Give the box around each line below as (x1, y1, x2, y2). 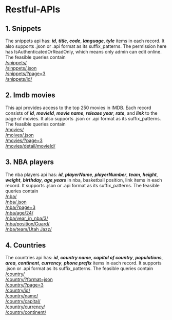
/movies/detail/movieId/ (5, 143, 55, 149)
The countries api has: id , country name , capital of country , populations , (5, 255, 163, 261)
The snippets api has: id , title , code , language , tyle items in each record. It (5, 38, 165, 44)
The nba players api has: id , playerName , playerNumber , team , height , (5, 171, 158, 177)
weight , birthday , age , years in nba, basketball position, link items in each (5, 176, 162, 183)
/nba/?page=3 (5, 204, 36, 210)
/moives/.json (5, 132, 34, 138)
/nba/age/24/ (5, 209, 33, 216)
